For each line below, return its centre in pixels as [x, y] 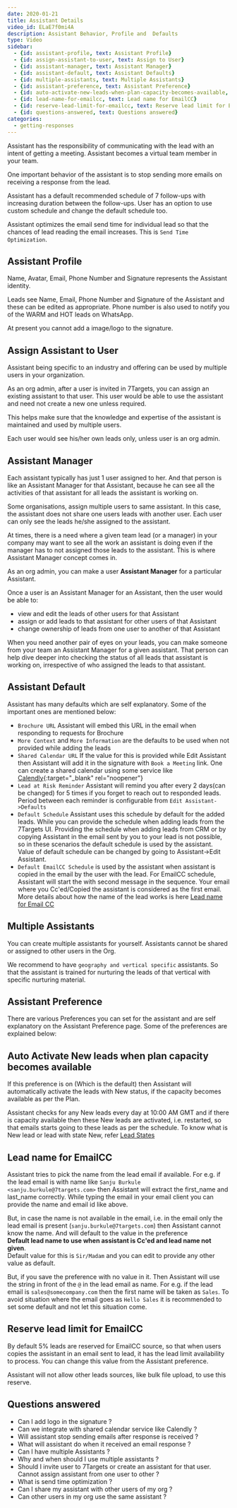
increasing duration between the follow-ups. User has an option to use [110, 203]
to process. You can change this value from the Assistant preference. [108, 1361]
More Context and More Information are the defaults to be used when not [123, 740]
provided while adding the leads [64, 748]
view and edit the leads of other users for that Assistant [98, 613]
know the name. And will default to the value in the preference [98, 1233]
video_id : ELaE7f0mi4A [41, 27]
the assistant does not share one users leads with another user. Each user [115, 513]
